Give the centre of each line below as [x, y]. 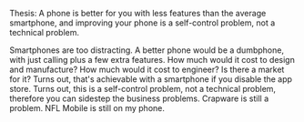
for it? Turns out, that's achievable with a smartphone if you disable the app [151, 79]
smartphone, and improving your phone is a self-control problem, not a [142, 23]
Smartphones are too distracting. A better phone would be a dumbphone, [147, 50]
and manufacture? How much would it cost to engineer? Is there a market [147, 69]
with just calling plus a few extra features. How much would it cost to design [152, 60]
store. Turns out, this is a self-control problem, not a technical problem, [142, 89]
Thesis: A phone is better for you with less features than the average [138, 13]
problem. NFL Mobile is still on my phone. [87, 108]
